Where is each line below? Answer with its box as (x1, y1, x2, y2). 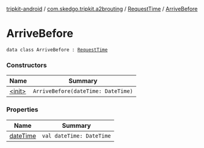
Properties (6, 105, 38, 114)
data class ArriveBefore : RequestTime (6, 46, 108, 53)
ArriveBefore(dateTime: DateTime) (32, 88, 133, 95)
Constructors (6, 61, 47, 69)
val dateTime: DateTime (42, 132, 111, 139)
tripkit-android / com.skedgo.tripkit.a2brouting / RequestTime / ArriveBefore (6, 6, 198, 12)
